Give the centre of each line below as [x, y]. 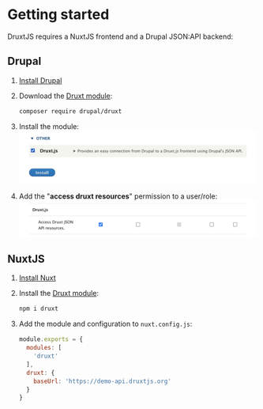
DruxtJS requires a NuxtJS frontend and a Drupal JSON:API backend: [120, 36]
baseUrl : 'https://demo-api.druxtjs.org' [102, 381]
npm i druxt [38, 309]
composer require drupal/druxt [70, 111]
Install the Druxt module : [59, 293]
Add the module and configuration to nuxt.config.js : [105, 324]
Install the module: [49, 126]
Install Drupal [40, 80]
